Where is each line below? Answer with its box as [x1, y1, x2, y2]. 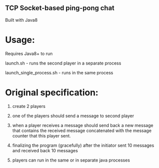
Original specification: [5, 87, 99, 98]
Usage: [5, 34, 36, 45]
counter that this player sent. [12, 133, 71, 138]
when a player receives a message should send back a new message [12, 122, 154, 128]
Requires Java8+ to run [5, 50, 53, 56]
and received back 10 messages [12, 147, 78, 153]
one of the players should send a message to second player [12, 113, 134, 119]
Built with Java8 [5, 17, 38, 23]
